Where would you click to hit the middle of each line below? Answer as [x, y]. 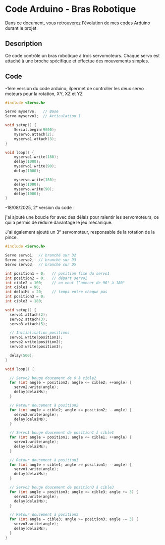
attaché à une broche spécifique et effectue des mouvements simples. [77, 61]
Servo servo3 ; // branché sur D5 [41, 264]
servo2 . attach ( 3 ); [29, 319]
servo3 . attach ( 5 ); [29, 324]
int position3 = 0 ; [25, 297]
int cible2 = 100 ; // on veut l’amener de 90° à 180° [65, 283]
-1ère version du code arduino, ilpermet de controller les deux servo [75, 88]
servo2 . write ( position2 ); [36, 342]
